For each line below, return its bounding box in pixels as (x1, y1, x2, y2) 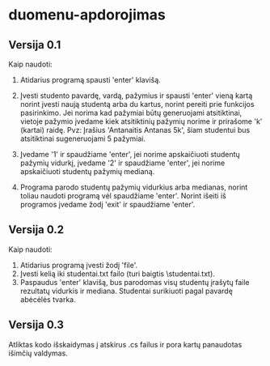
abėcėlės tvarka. (19, 294, 77, 304)
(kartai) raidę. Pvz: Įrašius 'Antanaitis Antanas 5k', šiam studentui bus (19, 126, 251, 134)
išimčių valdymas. (8, 348, 69, 358)
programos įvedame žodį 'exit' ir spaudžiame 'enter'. (19, 200, 196, 209)
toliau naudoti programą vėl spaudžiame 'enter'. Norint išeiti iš (19, 191, 226, 200)
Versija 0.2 (8, 223, 65, 236)
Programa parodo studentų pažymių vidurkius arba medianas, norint (19, 182, 248, 192)
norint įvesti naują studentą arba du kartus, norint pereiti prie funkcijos (19, 100, 255, 109)
